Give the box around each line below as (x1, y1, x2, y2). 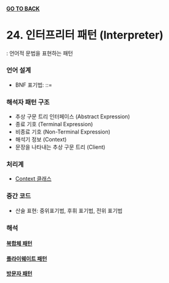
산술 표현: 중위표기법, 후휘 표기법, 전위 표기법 (15, 207, 123, 214)
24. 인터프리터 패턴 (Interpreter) (6, 28, 164, 42)
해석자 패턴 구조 (6, 98, 50, 106)
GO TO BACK (6, 5, 40, 12)
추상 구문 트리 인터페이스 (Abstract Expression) (15, 113, 130, 120)
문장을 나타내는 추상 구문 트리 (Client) (15, 143, 106, 151)
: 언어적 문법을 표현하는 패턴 (6, 49, 73, 57)
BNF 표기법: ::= (15, 81, 52, 88)
